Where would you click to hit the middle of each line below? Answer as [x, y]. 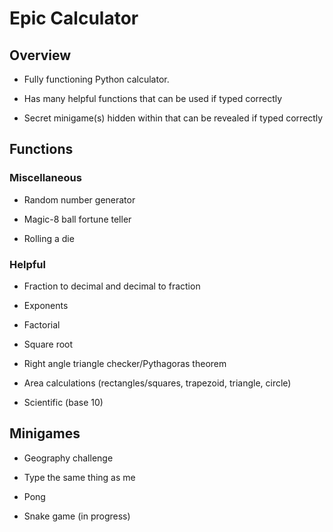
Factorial [42, 324]
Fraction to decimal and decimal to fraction [112, 286]
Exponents [46, 305]
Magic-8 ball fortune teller [77, 219]
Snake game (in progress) [77, 516]
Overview [40, 55]
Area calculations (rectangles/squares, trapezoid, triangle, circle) [157, 383]
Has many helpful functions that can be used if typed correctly [153, 98]
